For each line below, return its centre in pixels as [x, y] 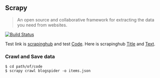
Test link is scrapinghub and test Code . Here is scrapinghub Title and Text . [80, 44]
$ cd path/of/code [24, 67]
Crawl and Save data [30, 57]
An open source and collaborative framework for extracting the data [86, 19]
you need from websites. [42, 25]
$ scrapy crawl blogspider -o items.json [48, 71]
